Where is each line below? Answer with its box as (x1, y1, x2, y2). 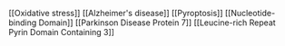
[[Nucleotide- (224, 8, 276, 18)
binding (8, 17, 37, 28)
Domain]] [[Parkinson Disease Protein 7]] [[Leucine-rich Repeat (38, 17, 276, 28)
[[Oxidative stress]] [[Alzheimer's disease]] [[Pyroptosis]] (8, 8, 223, 18)
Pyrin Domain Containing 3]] (8, 27, 115, 37)
